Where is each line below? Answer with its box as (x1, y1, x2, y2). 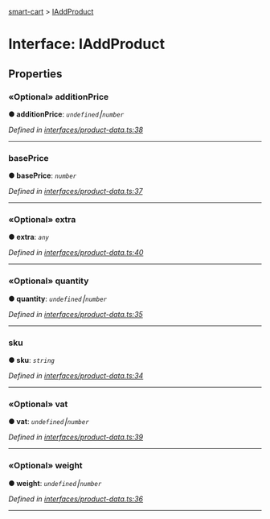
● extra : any (8, 233, 50, 242)
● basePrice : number (8, 171, 77, 180)
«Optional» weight (8, 460, 83, 472)
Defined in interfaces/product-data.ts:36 (8, 494, 143, 504)
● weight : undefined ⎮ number (8, 478, 102, 488)
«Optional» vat (8, 398, 68, 410)
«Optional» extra (8, 214, 76, 225)
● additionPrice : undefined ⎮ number (8, 109, 125, 119)
